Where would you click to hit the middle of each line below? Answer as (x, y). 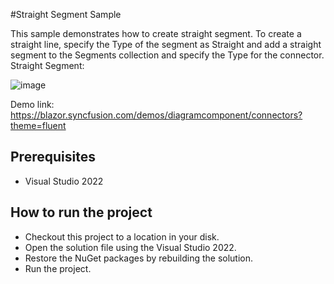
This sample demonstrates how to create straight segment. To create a (156, 33)
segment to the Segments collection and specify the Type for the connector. (167, 55)
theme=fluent (38, 125)
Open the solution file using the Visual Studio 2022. (130, 247)
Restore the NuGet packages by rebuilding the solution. (139, 258)
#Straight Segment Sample (66, 14)
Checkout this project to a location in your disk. (122, 236)
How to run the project (81, 212)
